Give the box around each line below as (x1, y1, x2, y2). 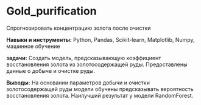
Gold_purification (6, 4, 97, 18)
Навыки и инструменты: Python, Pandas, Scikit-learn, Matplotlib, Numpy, (6, 36, 195, 43)
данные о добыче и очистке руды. (6, 67, 96, 74)
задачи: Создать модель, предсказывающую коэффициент (6, 54, 161, 61)
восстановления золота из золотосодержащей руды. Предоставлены (6, 61, 188, 68)
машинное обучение (6, 42, 60, 50)
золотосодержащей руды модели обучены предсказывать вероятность (6, 85, 194, 92)
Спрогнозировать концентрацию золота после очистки (6, 24, 151, 32)
